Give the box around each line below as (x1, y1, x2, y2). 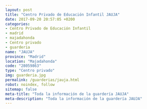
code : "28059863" (5, 63, 42, 68)
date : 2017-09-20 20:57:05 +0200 (5, 17, 75, 22)
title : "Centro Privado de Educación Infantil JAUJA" (5, 12, 120, 17)
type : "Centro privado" (5, 68, 55, 73)
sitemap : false (5, 86, 37, 92)
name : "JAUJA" (5, 49, 35, 54)
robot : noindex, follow (5, 82, 55, 87)
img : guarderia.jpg (5, 73, 46, 78)
